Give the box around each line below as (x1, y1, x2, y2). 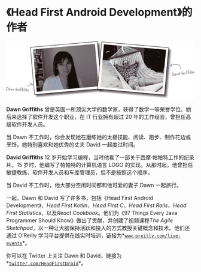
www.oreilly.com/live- (124, 232, 181, 239)
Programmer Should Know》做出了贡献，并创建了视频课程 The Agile (6, 217, 173, 224)
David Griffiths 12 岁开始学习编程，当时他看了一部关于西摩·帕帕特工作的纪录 (6, 154, 194, 161)
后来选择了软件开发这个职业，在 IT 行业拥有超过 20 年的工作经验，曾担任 (6, 113, 186, 120)
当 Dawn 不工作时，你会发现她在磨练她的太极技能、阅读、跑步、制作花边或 (6, 133, 191, 141)
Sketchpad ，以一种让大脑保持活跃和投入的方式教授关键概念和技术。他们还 (6, 224, 190, 231)
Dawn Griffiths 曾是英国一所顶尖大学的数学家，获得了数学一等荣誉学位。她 (6, 106, 191, 113)
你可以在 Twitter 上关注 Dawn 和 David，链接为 (6, 252, 122, 259)
